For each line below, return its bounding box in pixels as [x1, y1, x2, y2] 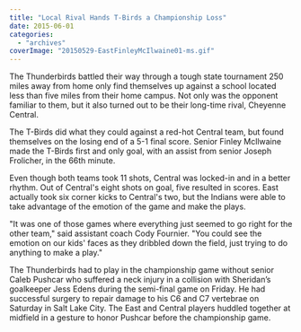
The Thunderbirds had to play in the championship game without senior [9, 265, 274, 275]
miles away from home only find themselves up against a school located [9, 81, 277, 92]
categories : [9, 30, 54, 39]
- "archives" [17, 38, 66, 48]
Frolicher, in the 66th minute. [9, 155, 116, 166]
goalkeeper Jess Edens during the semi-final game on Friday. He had [9, 284, 266, 294]
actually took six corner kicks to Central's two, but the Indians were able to [9, 192, 286, 203]
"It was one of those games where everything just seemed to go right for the [9, 219, 293, 230]
